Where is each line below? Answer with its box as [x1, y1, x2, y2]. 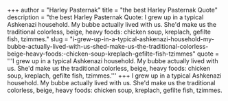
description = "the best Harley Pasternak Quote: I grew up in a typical [7, 13, 204, 21]
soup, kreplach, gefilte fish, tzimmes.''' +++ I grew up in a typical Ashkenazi [7, 71, 222, 80]
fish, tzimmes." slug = [7, 35, 69, 43]
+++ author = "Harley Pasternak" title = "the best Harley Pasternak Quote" [7, 6, 218, 14]
